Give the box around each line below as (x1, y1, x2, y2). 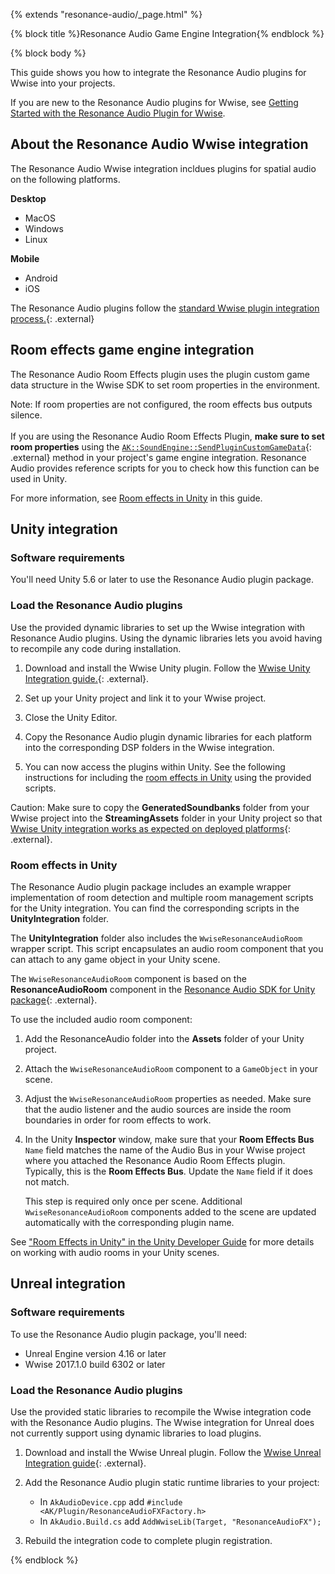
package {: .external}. (10, 994, 98, 1006)
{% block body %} (10, 47, 87, 59)
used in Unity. (10, 472, 68, 484)
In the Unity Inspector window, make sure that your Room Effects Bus (24, 1133, 315, 1145)
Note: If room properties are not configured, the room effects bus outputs (10, 398, 313, 410)
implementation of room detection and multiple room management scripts (10, 891, 314, 903)
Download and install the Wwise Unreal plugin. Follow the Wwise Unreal (24, 1446, 322, 1458)
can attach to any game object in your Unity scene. (10, 953, 221, 965)
